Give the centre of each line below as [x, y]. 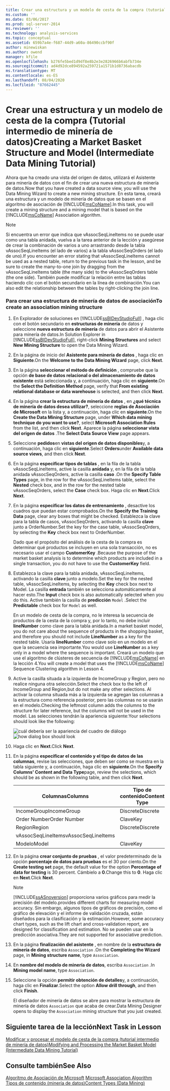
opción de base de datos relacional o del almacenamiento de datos [84, 375]
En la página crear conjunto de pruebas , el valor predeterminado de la [87, 856]
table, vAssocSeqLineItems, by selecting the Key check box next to [83, 584]
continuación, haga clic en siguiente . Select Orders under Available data [88, 448]
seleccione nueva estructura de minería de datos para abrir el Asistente [88, 329]
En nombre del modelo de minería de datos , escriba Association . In [84, 965]
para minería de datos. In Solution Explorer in [59, 334]
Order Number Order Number [50, 819]
